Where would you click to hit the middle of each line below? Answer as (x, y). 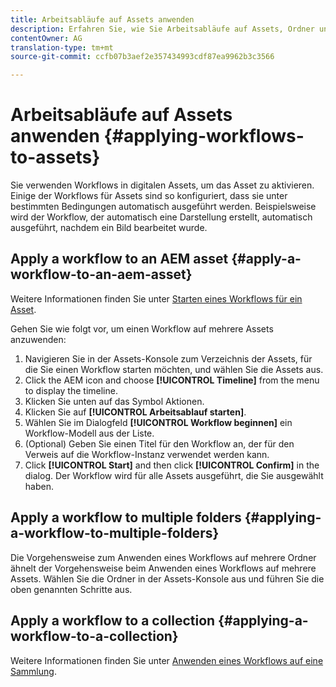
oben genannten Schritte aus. (71, 589)
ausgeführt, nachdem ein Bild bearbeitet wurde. (109, 228)
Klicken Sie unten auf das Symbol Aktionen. (114, 401)
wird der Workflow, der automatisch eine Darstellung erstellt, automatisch (161, 217)
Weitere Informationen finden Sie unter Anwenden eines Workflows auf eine (167, 660)
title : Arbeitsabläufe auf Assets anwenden (102, 19)
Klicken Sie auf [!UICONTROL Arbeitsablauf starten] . (135, 412)
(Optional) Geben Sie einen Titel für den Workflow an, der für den (159, 443)
